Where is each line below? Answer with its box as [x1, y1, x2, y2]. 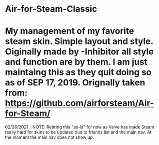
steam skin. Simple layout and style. [5, 36, 154, 47]
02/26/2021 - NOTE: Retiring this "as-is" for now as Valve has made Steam [5, 124, 154, 130]
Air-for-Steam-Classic [5, 3, 97, 15]
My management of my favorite [5, 26, 134, 37]
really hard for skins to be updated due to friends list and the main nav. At [5, 129, 152, 135]
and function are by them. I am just [5, 57, 148, 67]
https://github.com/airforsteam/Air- [5, 98, 154, 109]
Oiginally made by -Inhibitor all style [5, 46, 154, 57]
